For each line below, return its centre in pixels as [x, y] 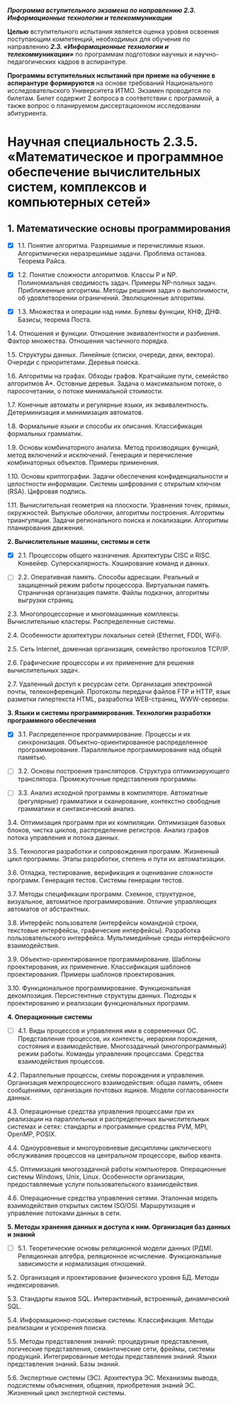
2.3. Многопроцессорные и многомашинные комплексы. [93, 614]
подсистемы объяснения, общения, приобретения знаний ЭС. [102, 1385]
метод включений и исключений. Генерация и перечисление [100, 455]
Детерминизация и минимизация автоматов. [75, 413]
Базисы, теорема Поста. [55, 320]
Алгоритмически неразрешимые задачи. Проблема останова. [112, 254]
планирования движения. [46, 528]
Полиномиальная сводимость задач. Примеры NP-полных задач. [117, 283]
